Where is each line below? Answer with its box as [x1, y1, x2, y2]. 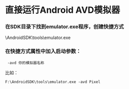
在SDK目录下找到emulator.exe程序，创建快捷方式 [5, 23, 124, 30]
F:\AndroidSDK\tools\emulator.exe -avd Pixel [5, 79, 100, 84]
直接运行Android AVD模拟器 [5, 4, 120, 16]
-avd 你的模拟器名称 [7, 60, 44, 65]
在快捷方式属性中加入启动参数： [5, 48, 82, 55]
